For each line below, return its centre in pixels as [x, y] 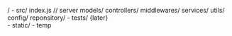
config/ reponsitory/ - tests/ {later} [58, 18]
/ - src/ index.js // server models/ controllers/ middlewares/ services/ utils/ [116, 10]
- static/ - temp [29, 25]
